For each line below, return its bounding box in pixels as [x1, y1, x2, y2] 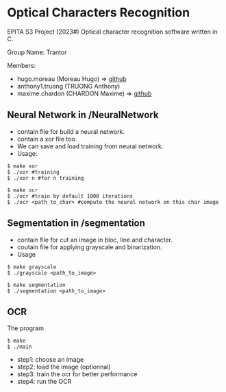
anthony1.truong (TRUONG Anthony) [16, 82, 121, 90]
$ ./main [7, 343, 32, 351]
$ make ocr [7, 187, 38, 194]
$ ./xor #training [7, 168, 60, 176]
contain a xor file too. [16, 135, 77, 143]
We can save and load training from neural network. [16, 142, 164, 150]
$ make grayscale [7, 263, 57, 270]
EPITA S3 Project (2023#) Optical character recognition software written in [7, 27, 218, 36]
